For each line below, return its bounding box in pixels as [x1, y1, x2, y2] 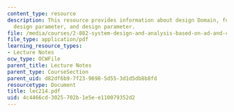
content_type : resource [7, 10, 77, 17]
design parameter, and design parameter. [13, 23, 136, 30]
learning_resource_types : [7, 42, 82, 49]
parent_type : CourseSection [7, 68, 89, 75]
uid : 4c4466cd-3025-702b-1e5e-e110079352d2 [7, 95, 136, 102]
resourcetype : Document [7, 81, 77, 88]
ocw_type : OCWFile [7, 56, 61, 63]
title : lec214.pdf [7, 88, 61, 95]
